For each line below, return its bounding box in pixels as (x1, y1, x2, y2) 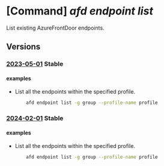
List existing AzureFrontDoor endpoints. (6, 24, 105, 31)
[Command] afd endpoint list (6, 4, 153, 18)
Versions (6, 42, 41, 52)
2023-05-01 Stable (6, 60, 64, 68)
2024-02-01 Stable (6, 114, 64, 123)
